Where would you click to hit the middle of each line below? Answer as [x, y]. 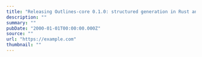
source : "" [20, 34]
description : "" [26, 17]
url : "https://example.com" [41, 39]
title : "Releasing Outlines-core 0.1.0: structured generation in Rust [98, 12]
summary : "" [21, 23]
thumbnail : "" [24, 45]
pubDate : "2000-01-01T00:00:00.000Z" [54, 28]
